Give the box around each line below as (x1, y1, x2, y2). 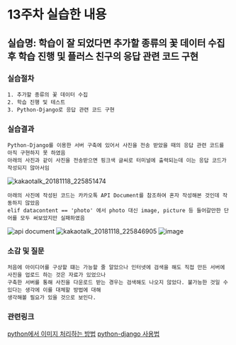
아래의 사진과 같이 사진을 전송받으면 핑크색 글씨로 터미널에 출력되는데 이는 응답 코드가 (7, 157, 227, 164)
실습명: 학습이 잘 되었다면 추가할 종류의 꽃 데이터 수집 (7, 37, 225, 49)
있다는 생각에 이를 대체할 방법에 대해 (7, 287, 101, 294)
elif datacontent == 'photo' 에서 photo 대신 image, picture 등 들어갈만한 (7, 207, 221, 214)
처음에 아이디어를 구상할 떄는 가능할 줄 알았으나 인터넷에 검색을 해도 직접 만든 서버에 (7, 264, 225, 271)
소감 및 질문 (7, 246, 45, 256)
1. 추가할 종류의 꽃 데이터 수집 (7, 91, 89, 98)
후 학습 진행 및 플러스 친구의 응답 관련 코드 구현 (7, 50, 199, 62)
